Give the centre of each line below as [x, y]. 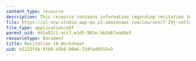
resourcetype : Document [35, 38]
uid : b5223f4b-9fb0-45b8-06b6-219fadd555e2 [60, 49]
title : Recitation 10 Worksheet [45, 44]
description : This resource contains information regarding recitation [95, 17]
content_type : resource [35, 11]
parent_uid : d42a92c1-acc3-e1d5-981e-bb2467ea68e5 [69, 33]
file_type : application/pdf [40, 28]
